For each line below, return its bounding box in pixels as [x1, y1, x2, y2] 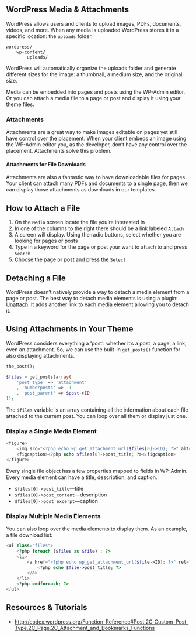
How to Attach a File [6, 203, 80, 213]
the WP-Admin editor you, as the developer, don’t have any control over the [6, 141, 187, 148]
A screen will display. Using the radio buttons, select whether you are [14, 231, 181, 238]
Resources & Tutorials [6, 602, 87, 612]
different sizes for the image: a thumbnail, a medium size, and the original [6, 70, 183, 78]
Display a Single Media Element [6, 427, 97, 435]
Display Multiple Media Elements [6, 512, 101, 520]
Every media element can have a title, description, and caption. [6, 474, 157, 481]
